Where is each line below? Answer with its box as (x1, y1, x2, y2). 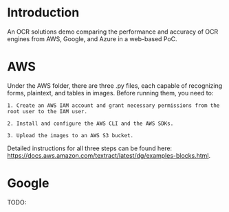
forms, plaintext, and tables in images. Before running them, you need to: (7, 89, 214, 97)
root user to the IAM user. (7, 108, 88, 115)
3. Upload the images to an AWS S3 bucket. (7, 132, 134, 139)
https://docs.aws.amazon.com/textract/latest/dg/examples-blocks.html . (7, 151, 211, 159)
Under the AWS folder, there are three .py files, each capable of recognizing (7, 81, 223, 90)
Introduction (7, 5, 80, 21)
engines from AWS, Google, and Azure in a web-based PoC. (7, 34, 177, 43)
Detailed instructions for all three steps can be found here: (7, 144, 173, 152)
